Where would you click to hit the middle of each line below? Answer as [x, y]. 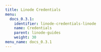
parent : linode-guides [37, 33]
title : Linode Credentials [33, 10]
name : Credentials [33, 28]
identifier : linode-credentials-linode [55, 24]
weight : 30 [25, 38]
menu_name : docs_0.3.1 [28, 42]
